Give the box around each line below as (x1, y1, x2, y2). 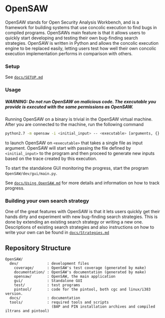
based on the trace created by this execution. (5, 156, 98, 161)
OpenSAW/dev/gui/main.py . (5, 170, 58, 176)
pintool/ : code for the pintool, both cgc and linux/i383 (14, 287, 151, 292)
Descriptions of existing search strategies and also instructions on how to (5, 224, 154, 230)
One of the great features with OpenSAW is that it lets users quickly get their (5, 209, 160, 215)
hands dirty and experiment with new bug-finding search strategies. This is (5, 214, 158, 220)
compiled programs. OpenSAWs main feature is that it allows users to (5, 30, 146, 35)
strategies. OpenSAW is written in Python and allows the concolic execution (5, 40, 159, 46)
